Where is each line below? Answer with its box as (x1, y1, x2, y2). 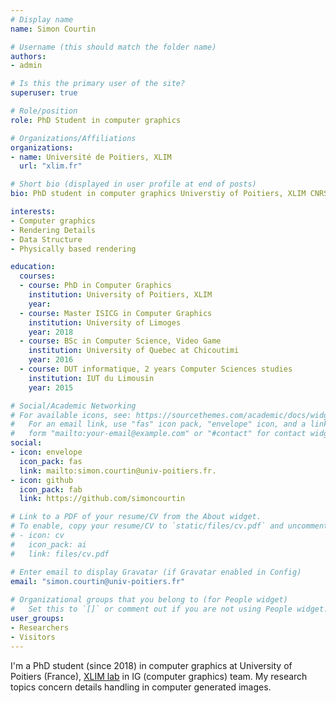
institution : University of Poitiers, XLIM (28, 290, 213, 300)
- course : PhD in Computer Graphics (19, 281, 172, 291)
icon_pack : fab (19, 484, 83, 495)
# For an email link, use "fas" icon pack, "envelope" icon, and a (10, 419, 307, 430)
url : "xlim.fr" (19, 161, 83, 171)
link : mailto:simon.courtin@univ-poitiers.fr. (19, 466, 217, 476)
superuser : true (10, 88, 78, 98)
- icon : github (10, 475, 74, 485)
